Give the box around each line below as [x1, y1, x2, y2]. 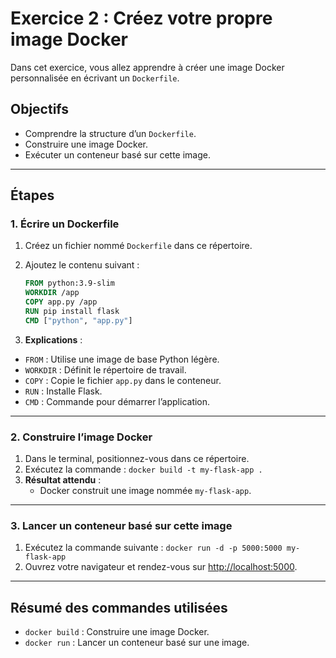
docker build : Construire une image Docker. [24, 626, 210, 638]
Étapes [10, 187, 55, 204]
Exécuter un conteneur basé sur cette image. [24, 148, 211, 161]
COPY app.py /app [24, 297, 98, 307]
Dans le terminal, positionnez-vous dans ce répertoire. [24, 453, 250, 465]
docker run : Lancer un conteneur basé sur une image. [24, 637, 250, 649]
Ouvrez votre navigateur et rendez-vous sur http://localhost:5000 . [24, 561, 298, 573]
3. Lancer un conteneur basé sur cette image [10, 519, 233, 533]
